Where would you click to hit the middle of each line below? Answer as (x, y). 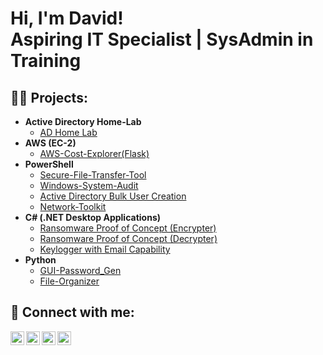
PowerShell (49, 164)
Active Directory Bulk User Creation (113, 196)
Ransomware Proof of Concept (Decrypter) (128, 238)
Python (40, 260)
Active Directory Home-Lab (83, 121)
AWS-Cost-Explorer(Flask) (94, 153)
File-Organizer (69, 281)
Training (46, 61)
